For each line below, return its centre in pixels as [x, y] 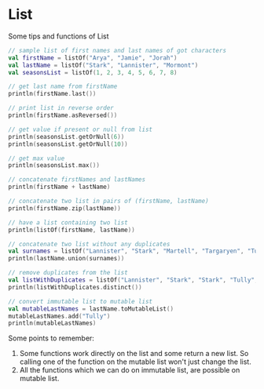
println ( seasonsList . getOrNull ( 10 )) [68, 144]
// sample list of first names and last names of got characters [117, 50]
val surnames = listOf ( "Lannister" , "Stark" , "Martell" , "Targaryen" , [126, 251]
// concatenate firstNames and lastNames [77, 180]
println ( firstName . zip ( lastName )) [65, 208]
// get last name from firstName [63, 87]
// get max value [37, 158]
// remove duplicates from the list [68, 273]
